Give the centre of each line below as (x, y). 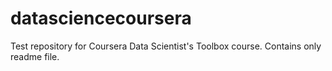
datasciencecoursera (101, 18)
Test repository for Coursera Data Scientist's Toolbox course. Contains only (166, 46)
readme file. (35, 56)
